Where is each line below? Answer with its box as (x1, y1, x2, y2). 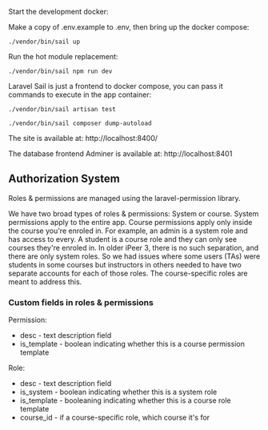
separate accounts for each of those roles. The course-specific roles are (8, 268, 248, 278)
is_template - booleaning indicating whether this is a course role (19, 396, 231, 405)
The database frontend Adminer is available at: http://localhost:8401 (8, 149, 233, 159)
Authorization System (8, 172, 120, 186)
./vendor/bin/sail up (8, 38, 81, 46)
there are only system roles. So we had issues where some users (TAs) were (8, 251, 261, 261)
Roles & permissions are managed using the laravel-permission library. (8, 193, 242, 203)
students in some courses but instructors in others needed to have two (8, 259, 242, 269)
